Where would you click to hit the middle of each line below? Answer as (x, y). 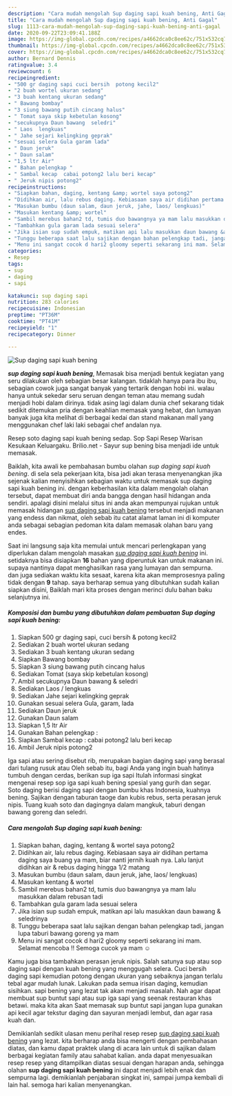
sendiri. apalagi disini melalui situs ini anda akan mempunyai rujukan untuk (113, 503)
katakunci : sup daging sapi (48, 296)
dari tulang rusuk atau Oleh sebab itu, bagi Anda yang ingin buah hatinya (111, 768)
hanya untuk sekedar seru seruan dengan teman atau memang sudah (106, 395)
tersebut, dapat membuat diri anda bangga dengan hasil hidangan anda (109, 495)
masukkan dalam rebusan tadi (60, 897)
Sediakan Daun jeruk (47, 711)
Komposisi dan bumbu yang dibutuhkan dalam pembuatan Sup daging (112, 613)
